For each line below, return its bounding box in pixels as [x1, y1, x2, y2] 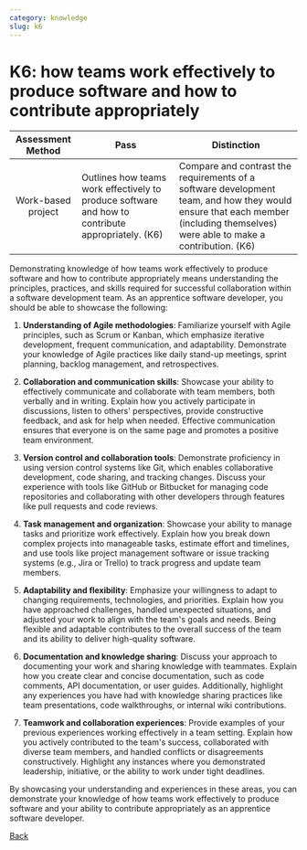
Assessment [15, 133, 71, 146]
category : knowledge [9, 13, 89, 23]
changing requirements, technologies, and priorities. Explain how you [22, 595, 284, 606]
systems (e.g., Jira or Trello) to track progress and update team [22, 558, 261, 568]
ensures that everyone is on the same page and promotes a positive [22, 425, 279, 436]
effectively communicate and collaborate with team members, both [22, 386, 276, 398]
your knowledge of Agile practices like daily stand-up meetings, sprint [22, 349, 288, 360]
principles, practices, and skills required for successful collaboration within [9, 282, 291, 293]
